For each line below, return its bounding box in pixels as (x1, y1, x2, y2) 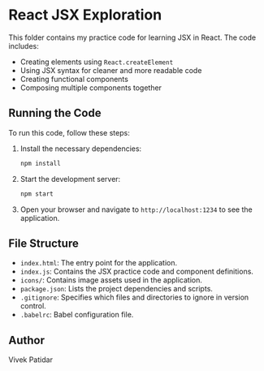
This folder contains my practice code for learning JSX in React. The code (8, 32, 257, 42)
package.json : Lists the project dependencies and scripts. (19, 284, 214, 294)
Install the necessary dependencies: (19, 144, 142, 153)
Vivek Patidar (8, 355, 53, 365)
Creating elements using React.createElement (19, 57, 174, 67)
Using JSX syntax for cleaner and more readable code (19, 65, 202, 75)
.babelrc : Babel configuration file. (19, 310, 134, 320)
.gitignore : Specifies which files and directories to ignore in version (19, 292, 249, 302)
